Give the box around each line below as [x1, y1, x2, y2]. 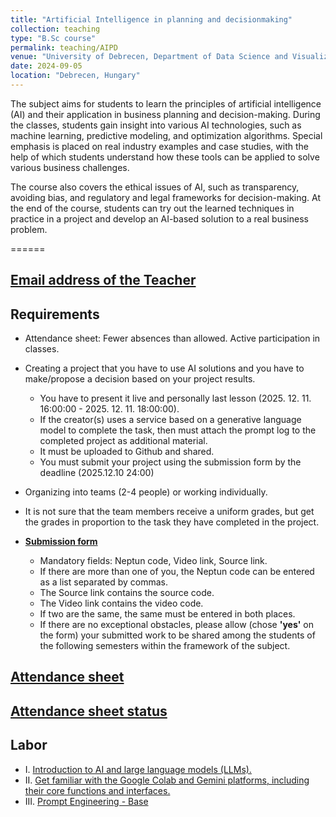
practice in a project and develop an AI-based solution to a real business [10, 212, 309, 225]
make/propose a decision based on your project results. [24, 373, 256, 385]
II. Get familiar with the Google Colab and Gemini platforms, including [24, 774, 310, 786]
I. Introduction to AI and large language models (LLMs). [24, 763, 252, 775]
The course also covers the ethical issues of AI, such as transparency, [10, 181, 300, 193]
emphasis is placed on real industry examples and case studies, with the [10, 140, 309, 152]
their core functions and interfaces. [24, 784, 171, 796]
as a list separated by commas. [39, 576, 168, 588]
